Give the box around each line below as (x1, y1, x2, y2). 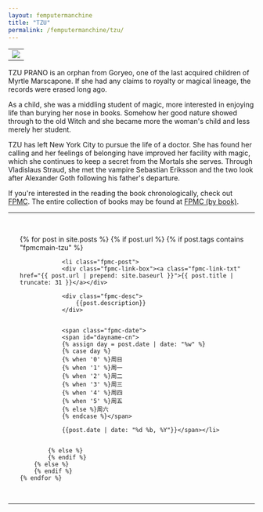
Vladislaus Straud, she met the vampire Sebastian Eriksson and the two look (8, 165, 254, 175)
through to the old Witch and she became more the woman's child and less (8, 117, 250, 126)
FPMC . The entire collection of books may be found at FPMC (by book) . (8, 197, 240, 206)
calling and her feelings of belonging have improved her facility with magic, (8, 148, 250, 158)
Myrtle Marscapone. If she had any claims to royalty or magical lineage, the (8, 76, 251, 86)
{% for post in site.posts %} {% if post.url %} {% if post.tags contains (19, 234, 244, 244)
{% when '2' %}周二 (61, 372, 123, 380)
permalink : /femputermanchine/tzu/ (8, 26, 124, 34)
